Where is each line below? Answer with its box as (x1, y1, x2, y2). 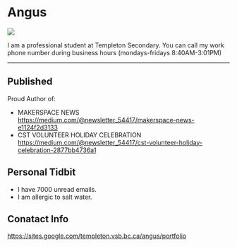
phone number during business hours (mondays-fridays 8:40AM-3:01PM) (7, 48, 222, 57)
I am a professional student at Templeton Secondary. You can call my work (7, 40, 224, 50)
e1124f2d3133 (17, 123, 59, 132)
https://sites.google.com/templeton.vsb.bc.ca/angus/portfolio (7, 231, 187, 241)
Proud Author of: (7, 94, 56, 103)
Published (7, 76, 53, 88)
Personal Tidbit (7, 166, 76, 178)
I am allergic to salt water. (17, 193, 92, 201)
